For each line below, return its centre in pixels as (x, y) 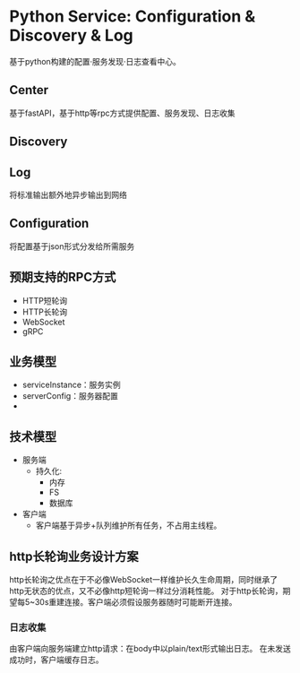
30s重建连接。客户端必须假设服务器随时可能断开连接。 (136, 602)
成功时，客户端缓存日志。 (56, 660)
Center (29, 90)
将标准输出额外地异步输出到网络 (68, 194)
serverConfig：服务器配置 (70, 396)
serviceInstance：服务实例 (71, 385)
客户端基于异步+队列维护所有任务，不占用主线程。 (129, 525)
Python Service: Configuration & (133, 17)
